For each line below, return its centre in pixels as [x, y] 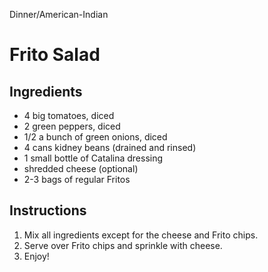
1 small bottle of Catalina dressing [93, 158]
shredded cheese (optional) [81, 168]
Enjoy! [36, 256]
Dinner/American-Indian [59, 14]
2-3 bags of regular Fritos [77, 179]
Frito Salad [55, 55]
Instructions [48, 210]
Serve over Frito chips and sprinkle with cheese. [123, 245]
